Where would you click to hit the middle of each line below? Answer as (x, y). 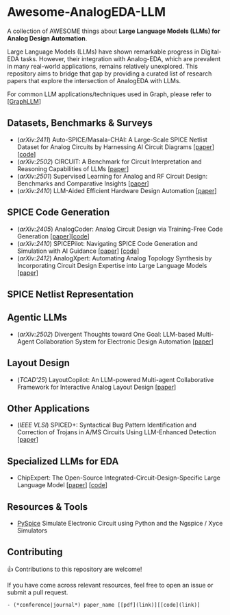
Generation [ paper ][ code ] (53, 236)
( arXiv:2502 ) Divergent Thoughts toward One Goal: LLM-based (106, 334)
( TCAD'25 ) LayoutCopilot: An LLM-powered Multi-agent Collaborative (115, 379)
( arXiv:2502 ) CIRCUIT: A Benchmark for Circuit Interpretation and (109, 161)
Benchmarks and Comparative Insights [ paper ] (83, 183)
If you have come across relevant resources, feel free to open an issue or (110, 585)
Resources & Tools (48, 507)
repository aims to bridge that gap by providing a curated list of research (110, 74)
